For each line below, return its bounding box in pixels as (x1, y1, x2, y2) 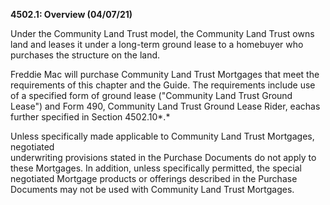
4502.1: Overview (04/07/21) (10, 9, 133, 20)
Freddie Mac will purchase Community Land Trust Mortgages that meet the (10, 69, 320, 80)
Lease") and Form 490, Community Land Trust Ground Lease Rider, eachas (10, 100, 321, 112)
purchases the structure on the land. (10, 49, 161, 61)
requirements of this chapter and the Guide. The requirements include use (10, 79, 316, 91)
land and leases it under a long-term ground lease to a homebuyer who (10, 39, 304, 50)
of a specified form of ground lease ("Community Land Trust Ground (10, 90, 293, 101)
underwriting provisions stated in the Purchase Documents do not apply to (10, 152, 317, 163)
